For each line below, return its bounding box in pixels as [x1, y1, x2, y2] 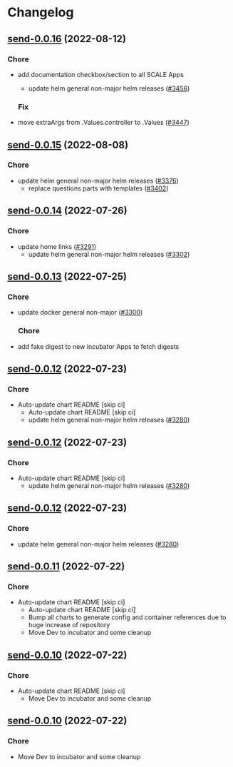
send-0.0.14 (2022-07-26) [7, 205, 128, 217]
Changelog [7, 4, 74, 21]
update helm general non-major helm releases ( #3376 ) [17, 176, 180, 185]
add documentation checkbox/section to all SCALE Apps [17, 70, 184, 78]
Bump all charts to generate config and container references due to [28, 613, 227, 621]
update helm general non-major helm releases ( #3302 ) [28, 250, 190, 258]
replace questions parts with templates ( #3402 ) [28, 183, 169, 193]
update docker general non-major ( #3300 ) [17, 308, 143, 317]
